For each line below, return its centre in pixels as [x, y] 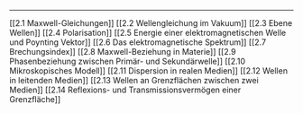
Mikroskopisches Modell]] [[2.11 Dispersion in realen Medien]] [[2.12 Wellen [149, 71]
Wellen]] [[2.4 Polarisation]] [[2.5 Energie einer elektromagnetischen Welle [148, 33]
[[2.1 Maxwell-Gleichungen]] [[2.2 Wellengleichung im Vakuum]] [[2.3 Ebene [151, 23]
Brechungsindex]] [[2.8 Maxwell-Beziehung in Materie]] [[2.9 [123, 52]
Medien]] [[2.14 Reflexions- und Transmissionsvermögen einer [125, 90]
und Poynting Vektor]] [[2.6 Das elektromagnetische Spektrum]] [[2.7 [138, 42]
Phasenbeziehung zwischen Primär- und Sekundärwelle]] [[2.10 [128, 61]
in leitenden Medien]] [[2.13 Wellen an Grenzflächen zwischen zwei [134, 80]
